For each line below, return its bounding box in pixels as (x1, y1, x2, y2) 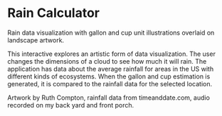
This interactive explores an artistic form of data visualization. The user (7, 50, 216, 58)
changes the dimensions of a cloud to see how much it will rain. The (7, 57, 207, 65)
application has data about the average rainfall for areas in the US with (7, 64, 214, 73)
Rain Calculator (7, 5, 100, 21)
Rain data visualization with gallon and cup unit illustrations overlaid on (7, 28, 215, 37)
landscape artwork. (7, 35, 65, 44)
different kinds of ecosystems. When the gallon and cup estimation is (7, 72, 211, 81)
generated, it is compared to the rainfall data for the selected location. (7, 79, 212, 88)
